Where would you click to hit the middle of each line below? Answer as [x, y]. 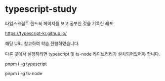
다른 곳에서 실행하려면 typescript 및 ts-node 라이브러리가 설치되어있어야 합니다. [83, 54]
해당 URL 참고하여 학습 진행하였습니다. [42, 43]
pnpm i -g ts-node [24, 73]
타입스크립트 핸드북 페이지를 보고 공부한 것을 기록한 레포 [59, 23]
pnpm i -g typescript [26, 64]
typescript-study [41, 9]
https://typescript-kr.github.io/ [36, 33]
